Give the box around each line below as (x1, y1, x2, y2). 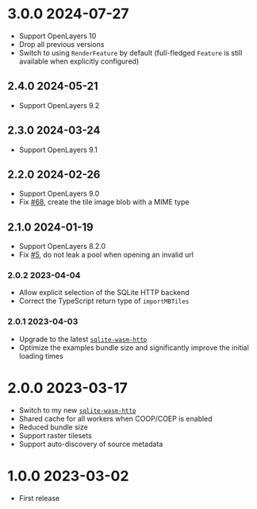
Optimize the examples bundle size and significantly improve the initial (18, 343, 249, 352)
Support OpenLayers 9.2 (18, 100, 100, 110)
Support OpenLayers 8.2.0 (18, 242, 106, 251)
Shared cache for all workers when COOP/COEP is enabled (18, 414, 213, 423)
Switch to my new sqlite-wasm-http (18, 405, 136, 414)
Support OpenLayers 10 (18, 31, 97, 41)
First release (18, 493, 60, 503)
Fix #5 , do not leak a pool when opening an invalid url (18, 250, 194, 259)
